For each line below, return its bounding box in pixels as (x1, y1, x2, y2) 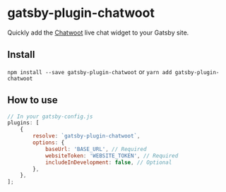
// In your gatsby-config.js (7, 113, 93, 120)
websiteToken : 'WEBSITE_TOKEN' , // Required (44, 152, 179, 160)
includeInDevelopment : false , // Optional (44, 159, 172, 166)
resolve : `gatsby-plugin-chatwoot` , (32, 133, 141, 140)
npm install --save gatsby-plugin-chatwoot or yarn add (7, 67, 172, 76)
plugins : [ (7, 119, 40, 126)
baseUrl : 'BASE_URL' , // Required (44, 145, 147, 152)
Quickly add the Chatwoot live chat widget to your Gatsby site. (7, 28, 189, 37)
